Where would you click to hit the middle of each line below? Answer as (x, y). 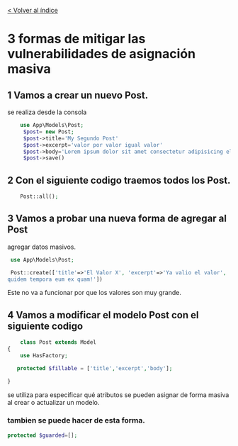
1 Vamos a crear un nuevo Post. (78, 95)
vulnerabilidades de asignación (102, 54)
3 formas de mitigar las (76, 39)
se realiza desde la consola (47, 112)
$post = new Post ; (49, 132)
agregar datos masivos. (42, 247)
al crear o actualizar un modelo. (53, 402)
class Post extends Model (58, 342)
